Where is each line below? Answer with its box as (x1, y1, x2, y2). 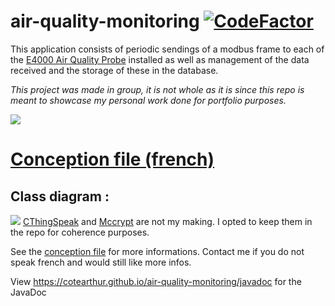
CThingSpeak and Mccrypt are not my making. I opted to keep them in (22, 215, 313, 227)
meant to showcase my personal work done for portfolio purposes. (10, 94, 287, 106)
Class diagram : (10, 188, 110, 205)
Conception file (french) (10, 148, 215, 171)
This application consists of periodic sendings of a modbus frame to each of (10, 43, 325, 55)
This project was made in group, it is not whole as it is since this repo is (10, 83, 305, 95)
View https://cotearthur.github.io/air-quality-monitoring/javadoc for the (10, 275, 302, 287)
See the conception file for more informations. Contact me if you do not (10, 245, 305, 257)
